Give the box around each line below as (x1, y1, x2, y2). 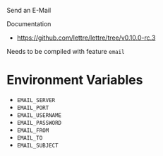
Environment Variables (6, 72, 143, 88)
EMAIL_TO (16, 134, 43, 141)
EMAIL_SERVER (16, 96, 56, 104)
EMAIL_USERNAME (16, 111, 62, 119)
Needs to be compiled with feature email (6, 48, 125, 55)
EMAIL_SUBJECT (16, 142, 59, 149)
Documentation (6, 20, 52, 28)
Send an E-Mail (6, 6, 52, 14)
